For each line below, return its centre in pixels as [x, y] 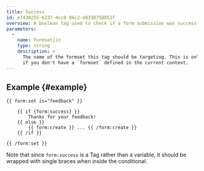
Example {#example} [47, 87]
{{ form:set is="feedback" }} [45, 101]
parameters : [21, 29]
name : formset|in [39, 40]
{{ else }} [31, 122]
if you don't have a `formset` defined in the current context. [105, 62]
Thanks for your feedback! [62, 117]
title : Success [25, 12]
